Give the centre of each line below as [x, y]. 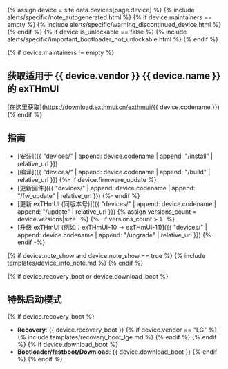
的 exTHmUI [33, 89]
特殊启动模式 [35, 300]
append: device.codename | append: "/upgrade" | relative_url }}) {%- [115, 235]
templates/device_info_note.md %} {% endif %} [75, 263]
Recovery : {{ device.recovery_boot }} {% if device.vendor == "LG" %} [117, 330]
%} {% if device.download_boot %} [68, 345]
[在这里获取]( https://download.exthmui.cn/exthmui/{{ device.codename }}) [113, 107]
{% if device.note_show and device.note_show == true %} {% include [106, 255]
